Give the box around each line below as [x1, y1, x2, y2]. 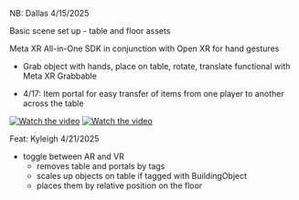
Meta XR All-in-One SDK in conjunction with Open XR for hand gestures [9, 43, 280, 54]
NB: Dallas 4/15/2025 [9, 8, 90, 18]
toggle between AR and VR [22, 151, 125, 162]
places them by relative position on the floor [36, 180, 203, 191]
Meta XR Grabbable [22, 70, 98, 81]
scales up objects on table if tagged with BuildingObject [36, 171, 248, 181]
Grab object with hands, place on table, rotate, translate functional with [22, 61, 291, 71]
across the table [22, 98, 84, 109]
